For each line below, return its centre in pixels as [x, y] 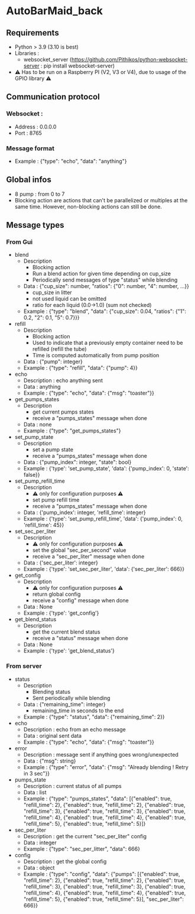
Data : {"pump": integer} [53, 361]
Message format [30, 148]
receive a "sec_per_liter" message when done [88, 557]
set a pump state [53, 450]
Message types [35, 225]
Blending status [51, 692]
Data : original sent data [52, 735]
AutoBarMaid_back [55, 11]
